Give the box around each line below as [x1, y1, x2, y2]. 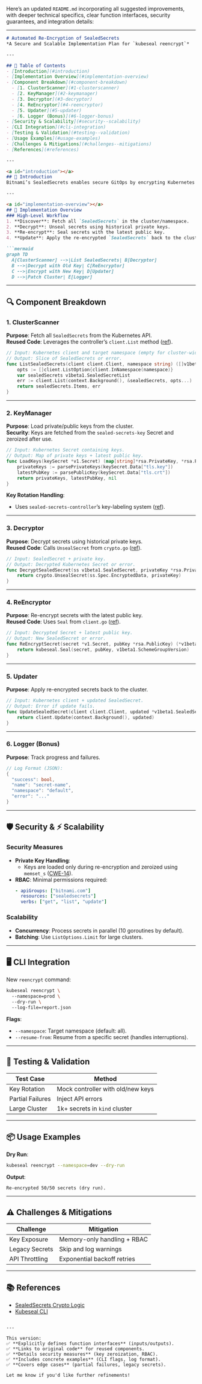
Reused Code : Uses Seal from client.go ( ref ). [6, 618, 121, 626]
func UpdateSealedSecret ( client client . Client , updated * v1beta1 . [6, 708, 176, 715]
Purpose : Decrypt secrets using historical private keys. [6, 538, 143, 545]
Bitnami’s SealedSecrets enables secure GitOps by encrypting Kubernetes [6, 180, 195, 186]
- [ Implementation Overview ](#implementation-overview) [6, 74, 149, 80]
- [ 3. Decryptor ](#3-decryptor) [11, 96, 93, 102]
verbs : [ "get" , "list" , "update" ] [20, 899, 107, 905]
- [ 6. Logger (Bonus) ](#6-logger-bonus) [11, 113, 114, 119]
